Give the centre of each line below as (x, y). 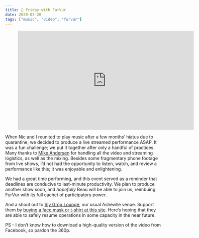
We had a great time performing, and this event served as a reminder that (81, 179)
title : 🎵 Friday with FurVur (36, 10)
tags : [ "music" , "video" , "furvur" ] (43, 19)
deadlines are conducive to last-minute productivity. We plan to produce (80, 184)
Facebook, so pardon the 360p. (38, 230)
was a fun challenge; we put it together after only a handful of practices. (80, 148)
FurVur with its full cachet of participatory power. (56, 195)
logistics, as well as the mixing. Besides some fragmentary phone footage (82, 158)
